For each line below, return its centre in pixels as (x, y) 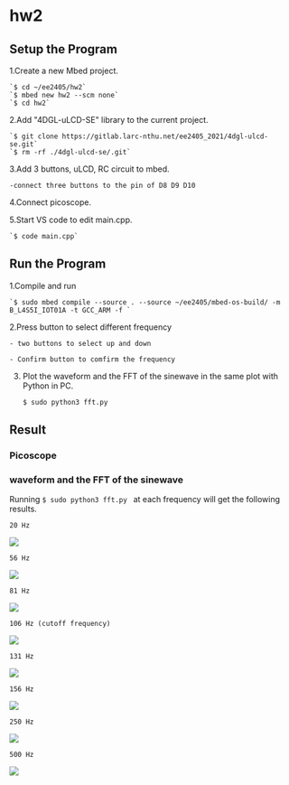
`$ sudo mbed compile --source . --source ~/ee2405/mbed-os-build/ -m (145, 302)
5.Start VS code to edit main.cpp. (71, 220)
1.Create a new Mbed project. (64, 70)
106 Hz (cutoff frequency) (60, 624)
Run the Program (58, 264)
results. (23, 509)
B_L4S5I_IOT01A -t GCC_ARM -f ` (70, 310)
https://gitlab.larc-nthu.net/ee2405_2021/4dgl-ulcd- (165, 136)
